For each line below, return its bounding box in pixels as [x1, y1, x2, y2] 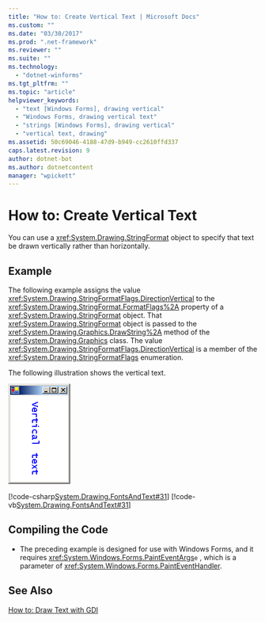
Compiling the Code [8, 523, 108, 536]
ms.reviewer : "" [8, 46, 62, 55]
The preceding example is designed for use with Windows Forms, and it [19, 544, 254, 554]
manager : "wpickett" [8, 171, 77, 180]
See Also [8, 584, 53, 597]
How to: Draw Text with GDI [8, 605, 99, 614]
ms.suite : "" [8, 55, 51, 63]
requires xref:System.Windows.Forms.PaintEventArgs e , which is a [19, 552, 237, 562]
